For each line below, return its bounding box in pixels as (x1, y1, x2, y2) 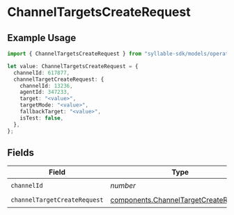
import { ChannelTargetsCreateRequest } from (7, 50, 141, 57)
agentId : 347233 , (19, 88, 70, 96)
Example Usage (7, 32, 77, 44)
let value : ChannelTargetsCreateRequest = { (7, 63, 139, 70)
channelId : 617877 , (13, 69, 70, 77)
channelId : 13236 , (19, 82, 73, 89)
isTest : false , (19, 114, 64, 122)
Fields (7, 147, 35, 159)
